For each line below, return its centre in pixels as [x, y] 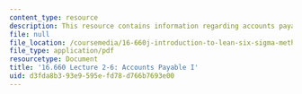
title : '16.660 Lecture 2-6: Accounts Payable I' [104, 68]
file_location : [38, 43]
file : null [30, 34]
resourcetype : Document [54, 59]
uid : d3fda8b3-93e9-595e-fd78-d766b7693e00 [92, 76]
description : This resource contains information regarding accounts [142, 26]
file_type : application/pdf [62, 51]
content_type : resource [54, 17]
